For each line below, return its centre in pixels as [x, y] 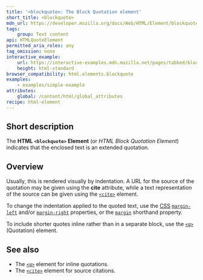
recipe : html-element [34, 102]
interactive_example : [34, 57]
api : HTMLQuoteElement [35, 40]
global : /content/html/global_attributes [70, 96]
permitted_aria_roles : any [40, 46]
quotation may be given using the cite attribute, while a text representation [99, 188]
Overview [25, 166]
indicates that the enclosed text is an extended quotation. [78, 148]
